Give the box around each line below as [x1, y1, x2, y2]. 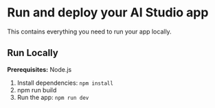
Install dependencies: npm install [16, 79, 113, 87]
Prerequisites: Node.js [7, 65, 72, 73]
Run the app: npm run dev [16, 93, 89, 101]
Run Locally [7, 47, 58, 59]
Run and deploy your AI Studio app [7, 5, 209, 21]
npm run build [16, 85, 57, 94]
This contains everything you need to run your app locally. [7, 27, 172, 36]
